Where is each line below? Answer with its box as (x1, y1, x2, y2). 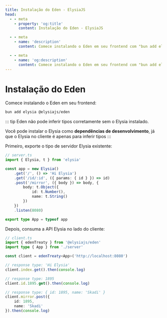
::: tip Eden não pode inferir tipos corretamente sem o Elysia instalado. (5, 119, 149, 125)
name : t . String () (31, 194, 68, 199)
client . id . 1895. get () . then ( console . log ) (5, 281, 90, 286)
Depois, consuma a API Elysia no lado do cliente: (5, 226, 105, 232)
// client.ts (5, 236, 32, 240)
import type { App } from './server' (5, 244, 83, 250)
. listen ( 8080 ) (14, 208, 43, 213)
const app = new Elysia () (5, 166, 59, 171)
